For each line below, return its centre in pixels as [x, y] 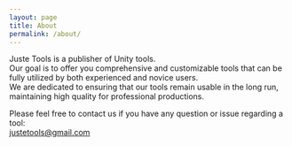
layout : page [33, 17]
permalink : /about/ [45, 34]
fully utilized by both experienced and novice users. [104, 78]
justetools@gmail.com [50, 133]
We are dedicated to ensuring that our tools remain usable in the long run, [144, 87]
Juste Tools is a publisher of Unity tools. [83, 59]
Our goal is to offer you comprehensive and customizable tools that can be [146, 68]
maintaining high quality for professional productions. [107, 96]
